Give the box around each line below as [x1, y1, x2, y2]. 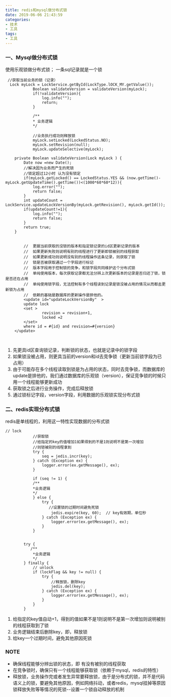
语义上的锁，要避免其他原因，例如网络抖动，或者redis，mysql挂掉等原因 [12, 680, 166, 686]
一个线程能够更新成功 [17, 379, 62, 385]
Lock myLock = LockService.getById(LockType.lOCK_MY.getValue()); [10, 82, 154, 88]
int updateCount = [23, 198, 63, 203]
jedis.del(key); [51, 584, 86, 589]
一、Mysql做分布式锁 [5, 54, 58, 61]
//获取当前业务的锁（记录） [7, 78, 58, 83]
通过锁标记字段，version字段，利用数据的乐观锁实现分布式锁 [12, 392, 140, 398]
